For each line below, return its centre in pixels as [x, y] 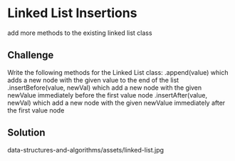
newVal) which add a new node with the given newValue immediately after [116, 103]
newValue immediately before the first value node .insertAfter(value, [108, 95]
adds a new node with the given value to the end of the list [93, 80]
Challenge [31, 55]
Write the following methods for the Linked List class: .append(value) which [118, 72]
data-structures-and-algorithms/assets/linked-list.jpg [86, 150]
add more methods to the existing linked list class [80, 33]
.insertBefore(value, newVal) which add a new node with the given [105, 88]
